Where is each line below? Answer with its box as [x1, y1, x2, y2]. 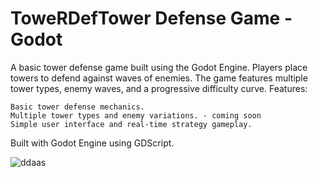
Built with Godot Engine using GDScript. [10, 137, 175, 149]
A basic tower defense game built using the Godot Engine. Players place [10, 61, 308, 73]
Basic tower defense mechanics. [10, 102, 145, 112]
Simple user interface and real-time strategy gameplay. [10, 119, 253, 129]
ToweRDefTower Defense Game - [10, 7, 293, 30]
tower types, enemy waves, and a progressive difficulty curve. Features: [10, 82, 308, 94]
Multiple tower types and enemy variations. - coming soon [10, 110, 262, 121]
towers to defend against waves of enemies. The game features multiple [10, 72, 308, 84]
